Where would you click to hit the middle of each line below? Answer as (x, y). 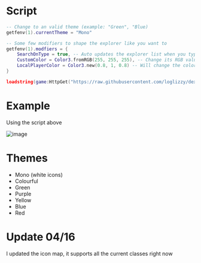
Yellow (23, 200)
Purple (23, 194)
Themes (27, 158)
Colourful (26, 181)
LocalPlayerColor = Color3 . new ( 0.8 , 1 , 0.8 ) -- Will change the (99, 66)
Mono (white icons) (39, 175)
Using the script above (34, 122)
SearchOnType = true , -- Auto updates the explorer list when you (101, 54)
